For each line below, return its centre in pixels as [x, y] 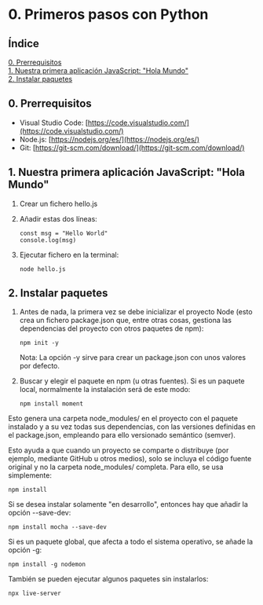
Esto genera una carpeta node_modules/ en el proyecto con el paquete [123, 419]
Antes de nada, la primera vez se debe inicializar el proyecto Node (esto [136, 312]
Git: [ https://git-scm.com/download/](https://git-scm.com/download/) [132, 148]
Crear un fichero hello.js [58, 203]
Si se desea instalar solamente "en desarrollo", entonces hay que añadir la [128, 504]
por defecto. [40, 366]
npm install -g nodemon [47, 565]
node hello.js [42, 269]
